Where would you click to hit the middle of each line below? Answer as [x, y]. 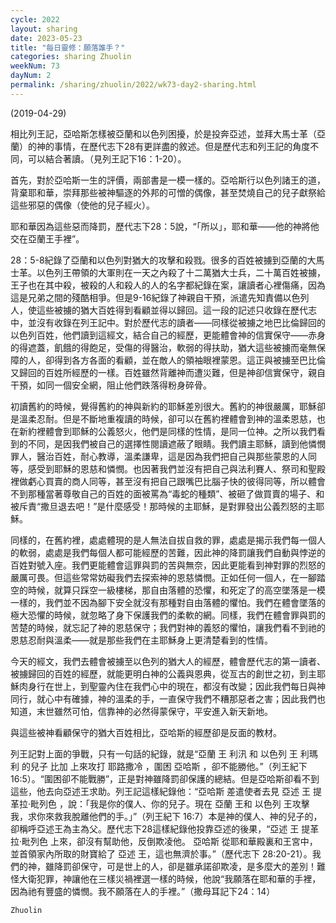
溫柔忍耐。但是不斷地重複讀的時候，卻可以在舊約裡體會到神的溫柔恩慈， [167, 418]
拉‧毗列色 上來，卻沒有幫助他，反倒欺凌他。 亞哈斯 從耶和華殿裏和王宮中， [164, 841]
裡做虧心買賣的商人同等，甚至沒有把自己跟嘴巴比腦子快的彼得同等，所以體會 [168, 481]
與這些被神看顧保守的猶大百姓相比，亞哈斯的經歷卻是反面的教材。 [146, 732]
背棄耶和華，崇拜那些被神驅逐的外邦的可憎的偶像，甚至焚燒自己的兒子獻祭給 [168, 192]
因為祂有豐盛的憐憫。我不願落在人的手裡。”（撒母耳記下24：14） [143, 891]
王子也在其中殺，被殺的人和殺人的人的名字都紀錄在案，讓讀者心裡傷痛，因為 [168, 285]
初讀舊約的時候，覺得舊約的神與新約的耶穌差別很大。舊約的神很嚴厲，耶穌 [163, 406]
